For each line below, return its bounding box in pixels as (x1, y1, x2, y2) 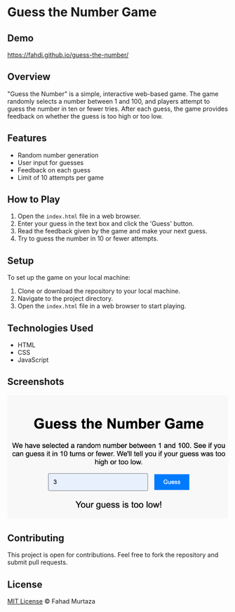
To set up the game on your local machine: (7, 273, 131, 282)
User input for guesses (17, 158, 84, 167)
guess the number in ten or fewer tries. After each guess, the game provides (7, 104, 228, 113)
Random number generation (17, 151, 99, 159)
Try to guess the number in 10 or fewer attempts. (17, 234, 159, 243)
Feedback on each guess (17, 165, 91, 174)
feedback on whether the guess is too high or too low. (7, 111, 163, 120)
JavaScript (17, 355, 49, 365)
